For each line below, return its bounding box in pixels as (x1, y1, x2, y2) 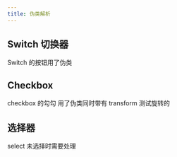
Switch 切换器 (7, 38, 69, 50)
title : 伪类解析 (7, 10, 51, 18)
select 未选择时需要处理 (7, 142, 76, 151)
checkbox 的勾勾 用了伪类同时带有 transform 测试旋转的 (7, 99, 171, 107)
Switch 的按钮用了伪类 (7, 58, 73, 67)
